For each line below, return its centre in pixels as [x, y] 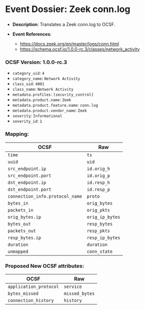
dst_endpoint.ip [27, 182]
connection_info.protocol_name [45, 196]
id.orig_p [98, 176]
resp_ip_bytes [103, 238]
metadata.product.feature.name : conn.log [55, 105]
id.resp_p [98, 189]
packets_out [22, 231]
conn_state [100, 251]
